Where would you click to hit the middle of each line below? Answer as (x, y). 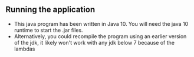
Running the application (50, 10)
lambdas (24, 49)
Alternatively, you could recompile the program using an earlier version (100, 36)
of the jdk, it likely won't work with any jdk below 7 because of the (94, 42)
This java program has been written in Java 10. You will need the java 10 (101, 24)
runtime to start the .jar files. (48, 30)
